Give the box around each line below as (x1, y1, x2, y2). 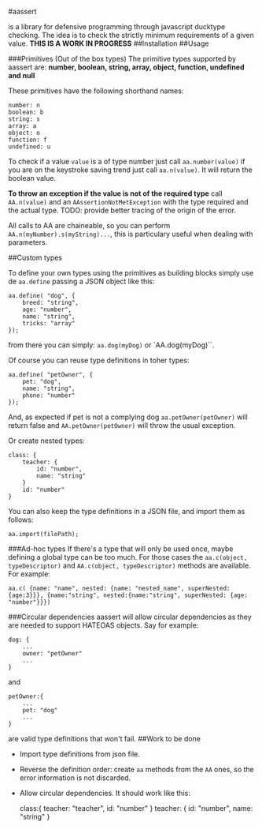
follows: (8, 515, 34, 524)
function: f (8, 136, 47, 144)
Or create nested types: (8, 436, 85, 445)
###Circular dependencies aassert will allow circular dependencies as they (8, 612, 252, 621)
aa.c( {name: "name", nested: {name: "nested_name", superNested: (8, 584, 231, 592)
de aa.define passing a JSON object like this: (8, 276, 155, 286)
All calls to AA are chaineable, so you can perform (8, 221, 171, 230)
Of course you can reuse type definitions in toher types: (8, 355, 190, 365)
